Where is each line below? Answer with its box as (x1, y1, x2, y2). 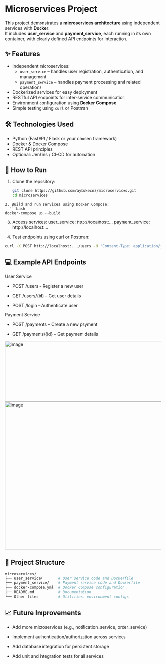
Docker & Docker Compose (12, 141, 68, 147)
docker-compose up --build (5, 211, 61, 216)
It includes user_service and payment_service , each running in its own (5, 30, 151, 36)
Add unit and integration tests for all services (12, 653, 104, 659)
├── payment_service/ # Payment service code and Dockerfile (5, 580, 140, 585)
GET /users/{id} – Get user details (12, 293, 81, 299)
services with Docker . (5, 25, 50, 31)
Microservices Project (5, 3, 98, 15)
